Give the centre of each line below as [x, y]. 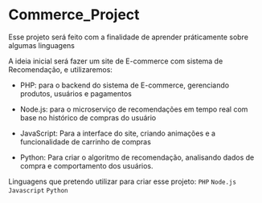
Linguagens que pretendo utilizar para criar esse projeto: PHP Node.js [123, 181]
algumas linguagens [41, 45]
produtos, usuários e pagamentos [76, 93]
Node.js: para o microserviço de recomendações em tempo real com [134, 109]
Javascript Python [38, 190]
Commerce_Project [74, 15]
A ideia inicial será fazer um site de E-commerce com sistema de [116, 61]
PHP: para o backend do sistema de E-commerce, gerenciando [125, 85]
